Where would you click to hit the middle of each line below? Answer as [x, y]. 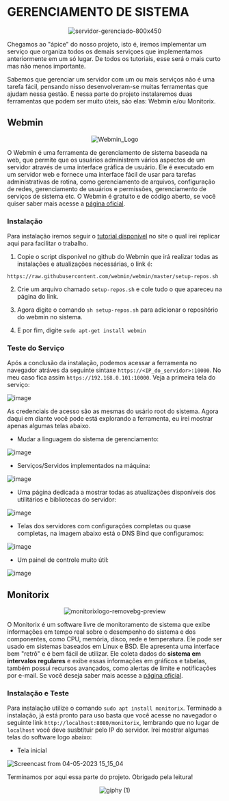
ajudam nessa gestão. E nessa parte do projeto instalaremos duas [100, 94]
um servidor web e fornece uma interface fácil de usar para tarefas [102, 174]
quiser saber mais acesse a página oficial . [66, 204]
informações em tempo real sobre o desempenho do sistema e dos [102, 632]
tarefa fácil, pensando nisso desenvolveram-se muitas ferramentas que [108, 86]
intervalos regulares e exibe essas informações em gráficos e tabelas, [107, 661]
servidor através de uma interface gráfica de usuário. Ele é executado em [110, 167]
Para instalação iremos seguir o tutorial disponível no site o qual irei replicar [113, 236]
